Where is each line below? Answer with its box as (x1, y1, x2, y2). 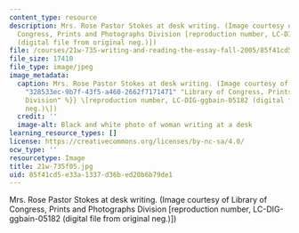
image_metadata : (9, 71, 69, 80)
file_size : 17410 (9, 54, 74, 63)
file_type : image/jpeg (9, 63, 93, 72)
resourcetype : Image (9, 153, 86, 163)
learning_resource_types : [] (9, 129, 117, 138)
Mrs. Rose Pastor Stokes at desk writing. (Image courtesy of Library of (9, 195, 268, 205)
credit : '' (17, 112, 58, 121)
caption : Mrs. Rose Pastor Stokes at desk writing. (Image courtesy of (17, 79, 289, 88)
